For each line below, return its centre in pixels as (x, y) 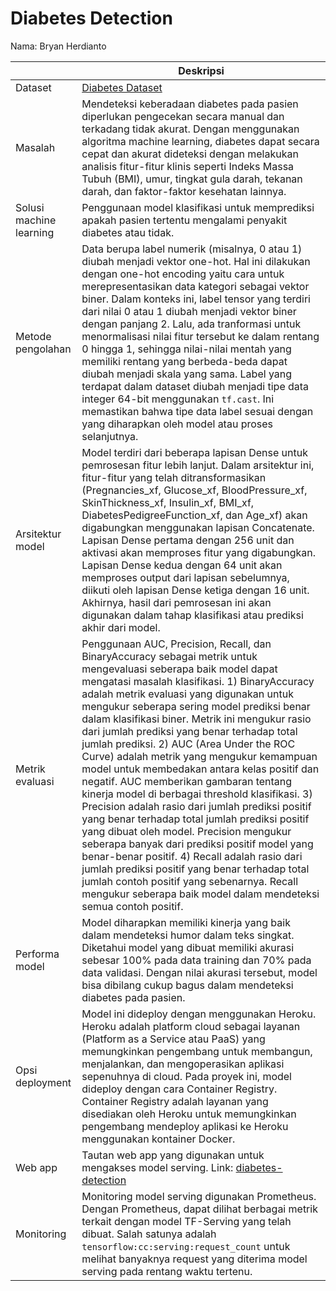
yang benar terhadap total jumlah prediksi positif (195, 819)
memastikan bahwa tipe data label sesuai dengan (197, 411)
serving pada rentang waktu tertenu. (167, 1271)
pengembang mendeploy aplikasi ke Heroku (185, 1126)
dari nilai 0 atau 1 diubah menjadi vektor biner (189, 311)
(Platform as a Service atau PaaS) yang (173, 1039)
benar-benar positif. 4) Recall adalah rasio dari (192, 856)
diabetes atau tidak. (128, 232)
